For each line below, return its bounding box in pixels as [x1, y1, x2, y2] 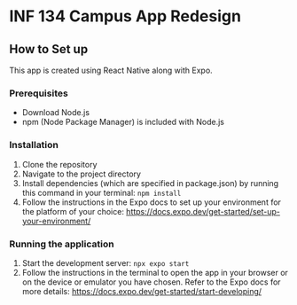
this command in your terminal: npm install [21, 187, 182, 198]
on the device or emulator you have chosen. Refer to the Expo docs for [21, 277, 281, 287]
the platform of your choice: [21, 206, 124, 216]
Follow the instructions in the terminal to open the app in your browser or [21, 267, 288, 278]
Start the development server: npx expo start [21, 257, 190, 268]
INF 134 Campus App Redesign [9, 6, 242, 27]
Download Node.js [21, 107, 90, 118]
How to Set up [9, 42, 89, 57]
